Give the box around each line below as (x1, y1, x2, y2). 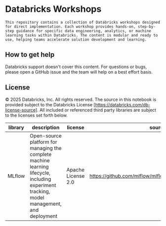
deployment (29, 213, 58, 220)
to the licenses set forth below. (5, 112, 68, 118)
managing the (29, 144, 62, 151)
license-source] (5, 107, 38, 113)
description (32, 124, 60, 131)
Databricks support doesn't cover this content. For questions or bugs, (5, 63, 147, 70)
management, (29, 200, 62, 207)
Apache (66, 166, 85, 173)
